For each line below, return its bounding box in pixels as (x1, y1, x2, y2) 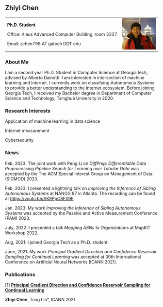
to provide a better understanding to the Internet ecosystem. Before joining (5, 85, 155, 91)
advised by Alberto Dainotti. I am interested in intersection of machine (5, 75, 145, 81)
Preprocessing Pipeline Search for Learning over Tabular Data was (5, 165, 139, 171)
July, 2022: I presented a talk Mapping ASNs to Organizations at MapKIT (5, 225, 151, 230)
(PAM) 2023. (5, 215, 31, 221)
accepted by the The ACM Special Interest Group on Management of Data (5, 171, 153, 177)
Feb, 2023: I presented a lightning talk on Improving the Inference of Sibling (5, 185, 156, 191)
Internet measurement (5, 128, 49, 134)
